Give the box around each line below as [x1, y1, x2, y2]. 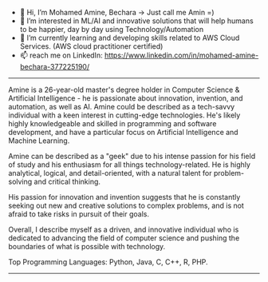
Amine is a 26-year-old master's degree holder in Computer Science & [8, 85, 240, 94]
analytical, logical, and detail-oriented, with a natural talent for [8, 169, 213, 177]
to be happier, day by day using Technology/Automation [19, 25, 204, 34]
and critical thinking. [33, 177, 101, 186]
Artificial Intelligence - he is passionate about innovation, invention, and [8, 93, 243, 103]
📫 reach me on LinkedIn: [19, 50, 103, 60]
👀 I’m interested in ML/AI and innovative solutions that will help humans [19, 16, 254, 26]
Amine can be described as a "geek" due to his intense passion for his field [8, 152, 256, 161]
